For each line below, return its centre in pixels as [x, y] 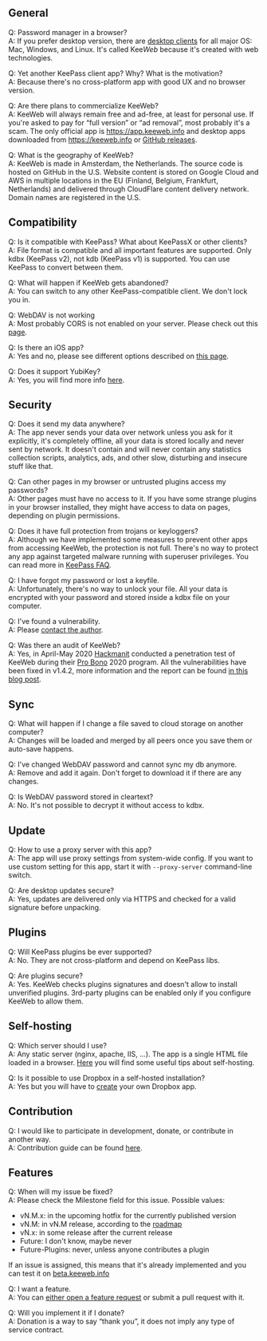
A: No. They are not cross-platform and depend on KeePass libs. [114, 960]
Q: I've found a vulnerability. [55, 621]
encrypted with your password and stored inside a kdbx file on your [119, 598]
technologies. [31, 57]
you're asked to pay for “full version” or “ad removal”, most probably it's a [129, 122]
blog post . [25, 679]
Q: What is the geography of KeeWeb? [71, 155]
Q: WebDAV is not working [52, 315]
